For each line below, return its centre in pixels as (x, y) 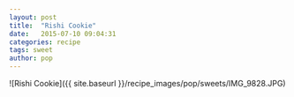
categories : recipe (45, 42)
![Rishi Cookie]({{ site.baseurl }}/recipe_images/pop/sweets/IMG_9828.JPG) (147, 83)
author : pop (31, 58)
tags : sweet (31, 50)
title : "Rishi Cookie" (53, 26)
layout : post (33, 17)
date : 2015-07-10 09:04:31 (63, 34)
